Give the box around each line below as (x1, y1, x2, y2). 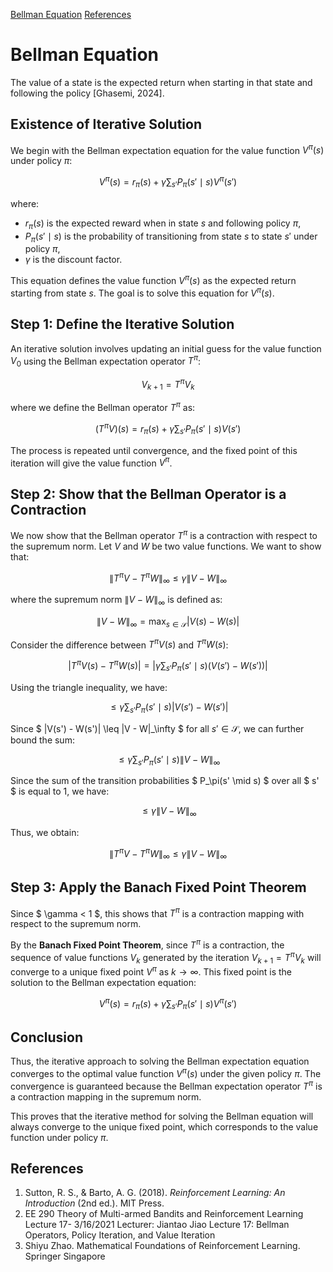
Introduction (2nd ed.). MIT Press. (24, 1197, 165, 1209)
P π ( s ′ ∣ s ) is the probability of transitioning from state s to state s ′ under (24, 230, 318, 244)
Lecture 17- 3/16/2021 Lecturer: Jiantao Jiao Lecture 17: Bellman (24, 1219, 290, 1231)
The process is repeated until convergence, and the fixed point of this (10, 444, 298, 456)
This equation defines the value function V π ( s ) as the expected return (10, 273, 297, 287)
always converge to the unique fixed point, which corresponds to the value (10, 1120, 319, 1133)
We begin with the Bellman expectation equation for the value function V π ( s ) (10, 142, 325, 156)
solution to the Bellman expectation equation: (10, 976, 197, 988)
